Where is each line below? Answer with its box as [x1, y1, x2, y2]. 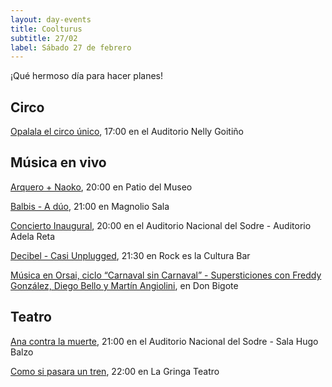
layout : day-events [10, 14, 92, 25]
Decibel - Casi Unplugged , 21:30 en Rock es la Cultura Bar [10, 249, 251, 261]
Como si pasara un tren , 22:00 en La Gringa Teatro [10, 365, 220, 377]
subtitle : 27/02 [10, 33, 78, 43]
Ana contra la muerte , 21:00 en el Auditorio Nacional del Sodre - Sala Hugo [10, 335, 319, 347]
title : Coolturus [10, 24, 83, 34]
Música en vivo [10, 154, 107, 171]
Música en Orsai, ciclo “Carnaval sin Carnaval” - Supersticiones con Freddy [10, 269, 322, 281]
